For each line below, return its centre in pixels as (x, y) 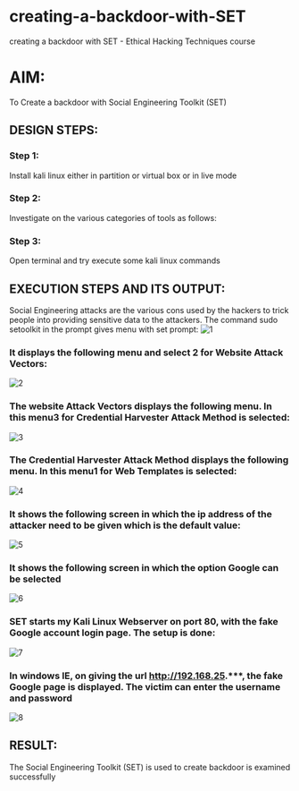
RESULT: (33, 746)
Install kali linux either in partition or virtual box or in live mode (123, 175)
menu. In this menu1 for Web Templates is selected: (123, 472)
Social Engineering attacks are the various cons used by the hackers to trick (149, 310)
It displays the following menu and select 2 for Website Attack (146, 353)
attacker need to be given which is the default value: (125, 525)
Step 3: (25, 241)
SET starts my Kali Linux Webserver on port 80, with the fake (144, 622)
